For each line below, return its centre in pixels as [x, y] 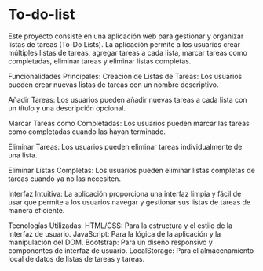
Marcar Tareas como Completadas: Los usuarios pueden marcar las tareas [129, 123]
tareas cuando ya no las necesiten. [65, 179]
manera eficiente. [37, 210]
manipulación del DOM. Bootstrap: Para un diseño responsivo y [111, 242]
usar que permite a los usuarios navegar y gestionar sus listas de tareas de [130, 202]
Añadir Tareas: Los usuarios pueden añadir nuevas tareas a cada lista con [128, 99]
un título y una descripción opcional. [67, 108]
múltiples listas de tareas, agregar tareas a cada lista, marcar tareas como [128, 52]
